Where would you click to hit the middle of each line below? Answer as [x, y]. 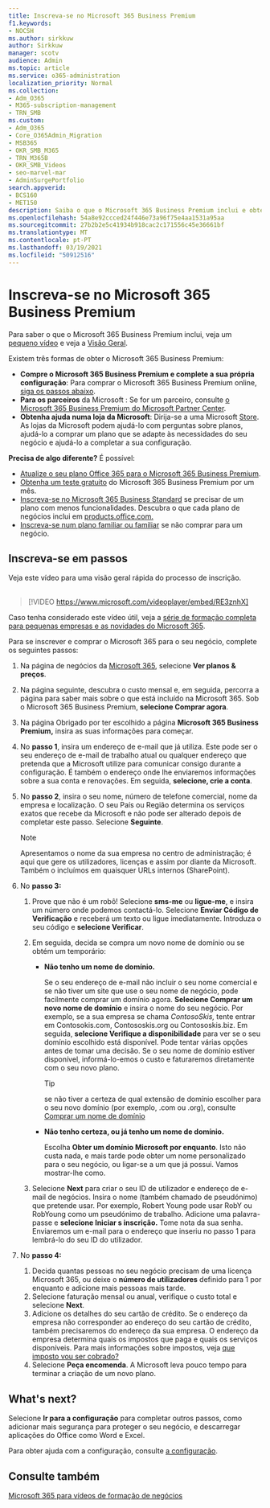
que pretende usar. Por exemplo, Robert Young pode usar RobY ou [142, 1206]
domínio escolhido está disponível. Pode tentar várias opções [146, 1042]
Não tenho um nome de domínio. [99, 967]
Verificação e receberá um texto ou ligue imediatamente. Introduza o [147, 918]
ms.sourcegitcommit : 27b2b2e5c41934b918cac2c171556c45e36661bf [117, 225]
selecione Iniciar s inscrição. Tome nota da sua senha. [151, 1222]
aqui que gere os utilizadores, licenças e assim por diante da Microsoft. [138, 862]
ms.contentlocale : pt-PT [50, 240]
